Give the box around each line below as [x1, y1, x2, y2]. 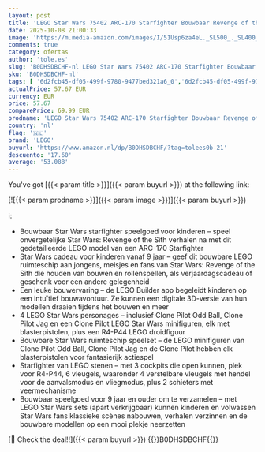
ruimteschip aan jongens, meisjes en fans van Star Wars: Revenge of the [19, 260, 256, 270]
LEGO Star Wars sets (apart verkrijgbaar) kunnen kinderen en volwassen [19, 403, 256, 413]
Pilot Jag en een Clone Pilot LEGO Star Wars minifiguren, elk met [19, 319, 230, 328]
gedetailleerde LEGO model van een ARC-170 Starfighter [19, 244, 204, 253]
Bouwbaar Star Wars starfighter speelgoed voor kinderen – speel [19, 226, 231, 237]
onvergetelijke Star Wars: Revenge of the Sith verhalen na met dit [19, 235, 232, 245]
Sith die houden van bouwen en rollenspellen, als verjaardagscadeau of [19, 269, 252, 278]
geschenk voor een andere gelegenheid [19, 277, 150, 286]
